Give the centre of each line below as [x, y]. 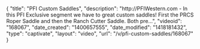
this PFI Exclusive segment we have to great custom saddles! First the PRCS [100, 15]
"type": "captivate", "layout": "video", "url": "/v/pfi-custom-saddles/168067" [100, 34]
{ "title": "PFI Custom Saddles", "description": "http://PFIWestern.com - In [97, 9]
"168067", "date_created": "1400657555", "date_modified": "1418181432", [97, 27]
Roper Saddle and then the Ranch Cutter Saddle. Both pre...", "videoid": [94, 21]
